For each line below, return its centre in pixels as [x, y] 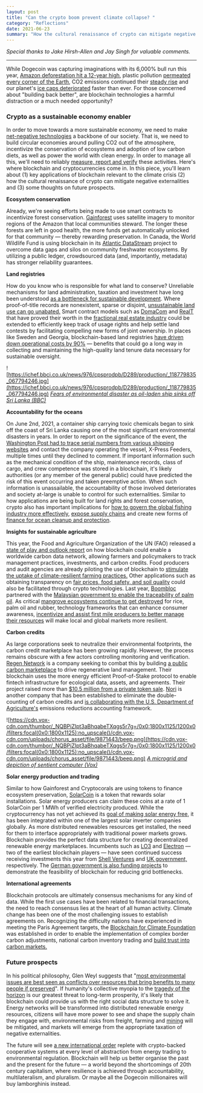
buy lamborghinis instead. [38, 1083]
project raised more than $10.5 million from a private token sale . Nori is [94, 689]
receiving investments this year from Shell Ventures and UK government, [97, 859]
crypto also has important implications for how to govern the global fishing [99, 507]
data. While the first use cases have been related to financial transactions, [98, 902]
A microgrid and [167, 759]
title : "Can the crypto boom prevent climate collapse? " [81, 18]
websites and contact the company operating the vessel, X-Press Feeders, [99, 449]
